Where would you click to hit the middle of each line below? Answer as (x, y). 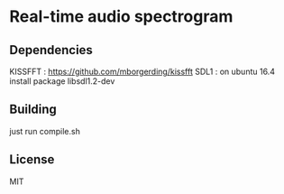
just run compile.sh (45, 131)
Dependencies (51, 50)
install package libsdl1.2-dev (62, 81)
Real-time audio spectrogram (121, 17)
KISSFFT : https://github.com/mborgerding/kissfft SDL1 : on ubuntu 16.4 (142, 71)
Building (33, 110)
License (32, 160)
